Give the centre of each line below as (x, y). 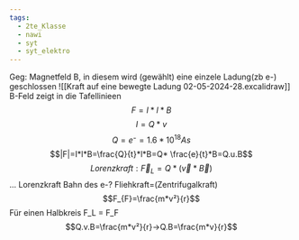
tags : (19, 18)
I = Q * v (151, 125)
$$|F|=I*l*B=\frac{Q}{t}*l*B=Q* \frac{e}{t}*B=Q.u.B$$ (151, 153)
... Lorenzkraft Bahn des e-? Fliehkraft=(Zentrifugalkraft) (113, 184)
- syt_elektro (44, 51)
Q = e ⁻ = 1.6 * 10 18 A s (151, 139)
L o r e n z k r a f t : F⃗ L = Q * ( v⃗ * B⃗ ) (151, 169)
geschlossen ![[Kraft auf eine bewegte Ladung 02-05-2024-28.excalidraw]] (150, 87)
